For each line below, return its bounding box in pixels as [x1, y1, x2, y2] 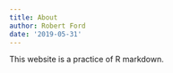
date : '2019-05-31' [9, 29, 82, 38]
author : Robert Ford [9, 21, 87, 30]
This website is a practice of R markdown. [9, 54, 164, 65]
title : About [9, 12, 58, 22]
